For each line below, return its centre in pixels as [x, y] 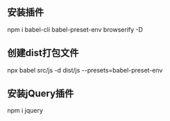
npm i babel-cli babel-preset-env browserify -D [75, 29]
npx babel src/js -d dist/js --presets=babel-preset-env [85, 70]
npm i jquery [25, 111]
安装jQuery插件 [41, 94]
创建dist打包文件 [43, 53]
